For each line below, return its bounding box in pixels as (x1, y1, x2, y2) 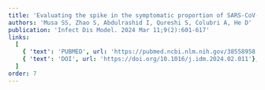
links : (8, 33, 30, 41)
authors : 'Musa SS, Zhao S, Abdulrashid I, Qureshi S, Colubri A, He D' (8, 19, 252, 27)
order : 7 (8, 70, 37, 77)
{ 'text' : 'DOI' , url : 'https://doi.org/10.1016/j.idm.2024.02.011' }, (22, 56, 259, 63)
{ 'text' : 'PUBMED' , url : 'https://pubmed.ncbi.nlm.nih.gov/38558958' (22, 48, 259, 56)
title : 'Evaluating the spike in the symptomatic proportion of (8, 11, 224, 20)
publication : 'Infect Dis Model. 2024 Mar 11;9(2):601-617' (8, 26, 211, 34)
